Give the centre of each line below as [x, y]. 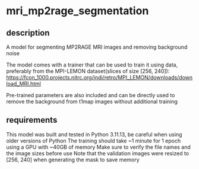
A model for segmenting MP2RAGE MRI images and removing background [97, 47]
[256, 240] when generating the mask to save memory [73, 160]
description [28, 33]
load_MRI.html [24, 84]
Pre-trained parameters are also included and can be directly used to [91, 95]
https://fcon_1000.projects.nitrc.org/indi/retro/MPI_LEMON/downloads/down [99, 77]
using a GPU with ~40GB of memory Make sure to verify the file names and [99, 147]
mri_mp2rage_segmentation [78, 11]
